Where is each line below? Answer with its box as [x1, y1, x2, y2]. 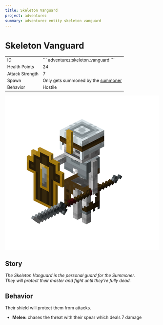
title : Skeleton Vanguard [5, 8, 58, 13]
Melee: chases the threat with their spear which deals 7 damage [12, 314, 142, 321]
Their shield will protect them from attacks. [5, 305, 91, 311]
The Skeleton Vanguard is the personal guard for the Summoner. [5, 273, 135, 278]
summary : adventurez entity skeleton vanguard [5, 18, 102, 23]
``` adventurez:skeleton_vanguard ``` [42, 57, 115, 63]
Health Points [7, 64, 34, 70]
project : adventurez [5, 13, 47, 18]
